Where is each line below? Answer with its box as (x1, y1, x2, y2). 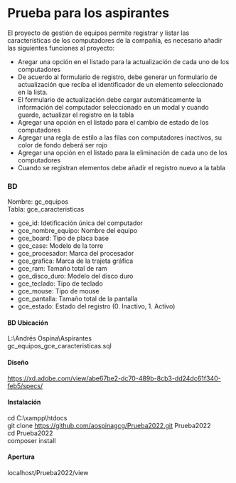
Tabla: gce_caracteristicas (7, 205, 85, 214)
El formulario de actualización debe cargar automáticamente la (17, 95, 202, 104)
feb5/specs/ (7, 381, 43, 390)
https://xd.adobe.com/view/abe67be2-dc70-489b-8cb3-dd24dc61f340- (7, 374, 222, 383)
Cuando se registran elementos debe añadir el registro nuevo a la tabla (17, 163, 226, 172)
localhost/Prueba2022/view (7, 469, 89, 477)
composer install (7, 436, 56, 445)
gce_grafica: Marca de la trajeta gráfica (17, 256, 134, 265)
